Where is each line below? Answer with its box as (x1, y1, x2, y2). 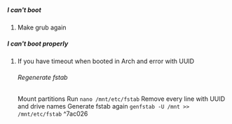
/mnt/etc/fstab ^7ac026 (17, 109, 88, 118)
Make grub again (17, 23, 67, 32)
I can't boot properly (7, 39, 69, 48)
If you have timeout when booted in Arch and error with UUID (17, 57, 195, 65)
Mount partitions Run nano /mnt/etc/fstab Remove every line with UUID (17, 95, 226, 103)
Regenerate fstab (17, 73, 68, 81)
